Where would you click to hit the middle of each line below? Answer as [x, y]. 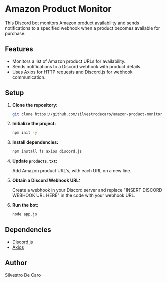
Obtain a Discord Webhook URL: [46, 180]
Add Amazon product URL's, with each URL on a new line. [72, 171]
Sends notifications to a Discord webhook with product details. [77, 66]
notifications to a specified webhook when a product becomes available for [83, 28]
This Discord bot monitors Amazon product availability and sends [72, 23]
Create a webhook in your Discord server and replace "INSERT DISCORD [87, 190]
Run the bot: [25, 205]
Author [16, 263]
